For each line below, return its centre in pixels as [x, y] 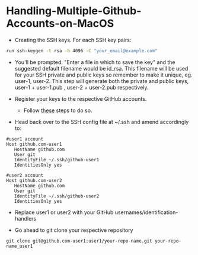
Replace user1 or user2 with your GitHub [64, 212]
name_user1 [20, 246]
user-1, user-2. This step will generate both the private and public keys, [102, 81]
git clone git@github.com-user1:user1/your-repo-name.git [79, 241]
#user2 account [25, 175]
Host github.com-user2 [34, 180]
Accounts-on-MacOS [60, 23]
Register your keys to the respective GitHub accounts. [81, 98]
